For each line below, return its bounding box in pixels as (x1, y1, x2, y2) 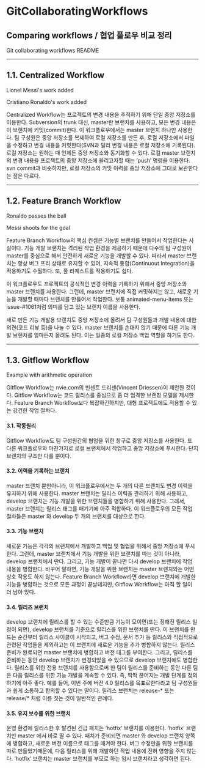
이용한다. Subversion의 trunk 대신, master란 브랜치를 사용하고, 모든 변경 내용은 (6, 118, 196, 126)
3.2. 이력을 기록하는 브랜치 (6, 467, 70, 474)
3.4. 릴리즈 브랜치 (6, 604, 49, 611)
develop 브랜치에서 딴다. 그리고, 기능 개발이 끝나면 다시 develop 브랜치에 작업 (6, 558, 193, 565)
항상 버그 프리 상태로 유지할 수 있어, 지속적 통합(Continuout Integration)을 (17, 259, 195, 267)
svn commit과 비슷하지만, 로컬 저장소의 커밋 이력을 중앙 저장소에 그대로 (6, 164, 177, 172)
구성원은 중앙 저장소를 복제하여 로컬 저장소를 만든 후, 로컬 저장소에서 (20, 133, 184, 141)
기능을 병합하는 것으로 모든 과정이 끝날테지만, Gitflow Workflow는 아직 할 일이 (6, 581, 193, 588)
